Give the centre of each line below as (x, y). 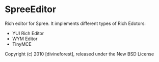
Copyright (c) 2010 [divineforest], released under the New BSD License (79, 54)
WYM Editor (25, 39)
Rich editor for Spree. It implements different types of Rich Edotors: (75, 23)
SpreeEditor (31, 9)
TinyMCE (22, 44)
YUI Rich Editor (28, 33)
